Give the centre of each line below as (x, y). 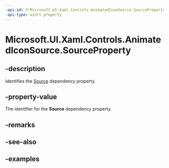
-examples (22, 159)
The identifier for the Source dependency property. (59, 109)
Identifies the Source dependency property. (51, 81)
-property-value (31, 97)
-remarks (20, 125)
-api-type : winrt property (33, 15)
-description (25, 69)
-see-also (21, 142)
